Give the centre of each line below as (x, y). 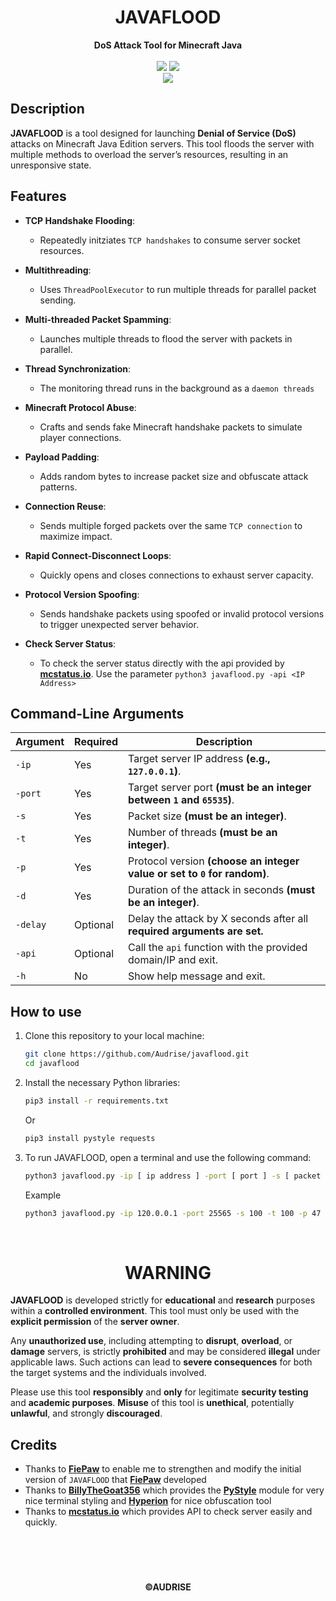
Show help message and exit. (197, 976)
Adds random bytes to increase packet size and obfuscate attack (174, 476)
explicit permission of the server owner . (95, 1322)
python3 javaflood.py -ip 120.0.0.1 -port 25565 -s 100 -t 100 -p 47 (173, 1213)
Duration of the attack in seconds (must (222, 890)
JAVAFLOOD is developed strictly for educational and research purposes (163, 1300)
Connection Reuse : (65, 506)
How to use (46, 1011)
